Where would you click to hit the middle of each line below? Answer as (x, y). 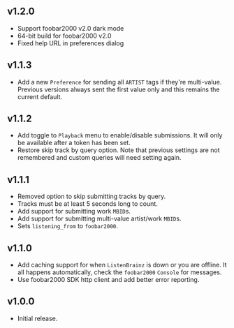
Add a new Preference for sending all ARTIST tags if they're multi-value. (119, 82)
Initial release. (37, 318)
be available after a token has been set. (74, 143)
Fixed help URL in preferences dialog (71, 43)
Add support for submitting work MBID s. (74, 211)
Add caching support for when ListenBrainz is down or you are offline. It (122, 265)
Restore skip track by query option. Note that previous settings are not (118, 150)
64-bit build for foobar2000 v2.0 (64, 36)
